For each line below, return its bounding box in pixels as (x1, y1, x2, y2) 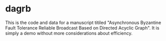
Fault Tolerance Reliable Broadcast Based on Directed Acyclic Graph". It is (5, 24, 159, 30)
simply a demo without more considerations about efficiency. (5, 30, 133, 36)
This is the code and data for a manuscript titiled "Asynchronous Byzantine (5, 19, 161, 25)
